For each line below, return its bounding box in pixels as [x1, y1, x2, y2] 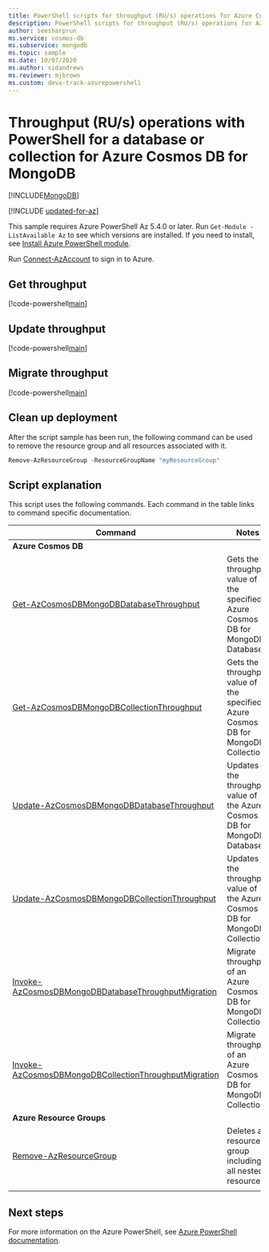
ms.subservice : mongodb [8, 42, 88, 50]
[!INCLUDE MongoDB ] [8, 191, 80, 200]
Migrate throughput [8, 366, 109, 380]
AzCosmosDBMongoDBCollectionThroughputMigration [12, 1069, 219, 1081]
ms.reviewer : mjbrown [8, 71, 81, 79]
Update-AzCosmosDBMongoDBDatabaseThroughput [12, 800, 215, 811]
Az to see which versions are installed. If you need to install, [58, 230, 255, 240]
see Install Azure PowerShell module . [8, 239, 131, 248]
